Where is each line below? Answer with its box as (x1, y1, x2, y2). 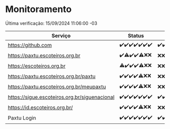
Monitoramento (5, 4, 72, 15)
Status (127, 32, 144, 39)
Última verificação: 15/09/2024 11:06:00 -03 (5, 20, 98, 26)
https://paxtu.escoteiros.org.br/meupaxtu (8, 83, 106, 90)
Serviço (51, 32, 71, 39)
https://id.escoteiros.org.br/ (8, 104, 73, 111)
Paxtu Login (8, 114, 36, 121)
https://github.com (8, 42, 52, 49)
